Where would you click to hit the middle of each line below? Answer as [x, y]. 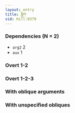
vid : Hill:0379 [21, 19]
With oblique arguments [35, 92]
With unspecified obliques [38, 105]
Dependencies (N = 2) [32, 36]
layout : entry [20, 10]
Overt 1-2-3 [19, 78]
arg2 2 [19, 47]
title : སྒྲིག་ [16, 14]
